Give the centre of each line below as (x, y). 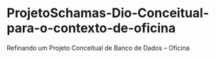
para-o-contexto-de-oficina (91, 28)
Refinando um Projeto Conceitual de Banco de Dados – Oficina (98, 48)
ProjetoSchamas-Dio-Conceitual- (108, 13)
